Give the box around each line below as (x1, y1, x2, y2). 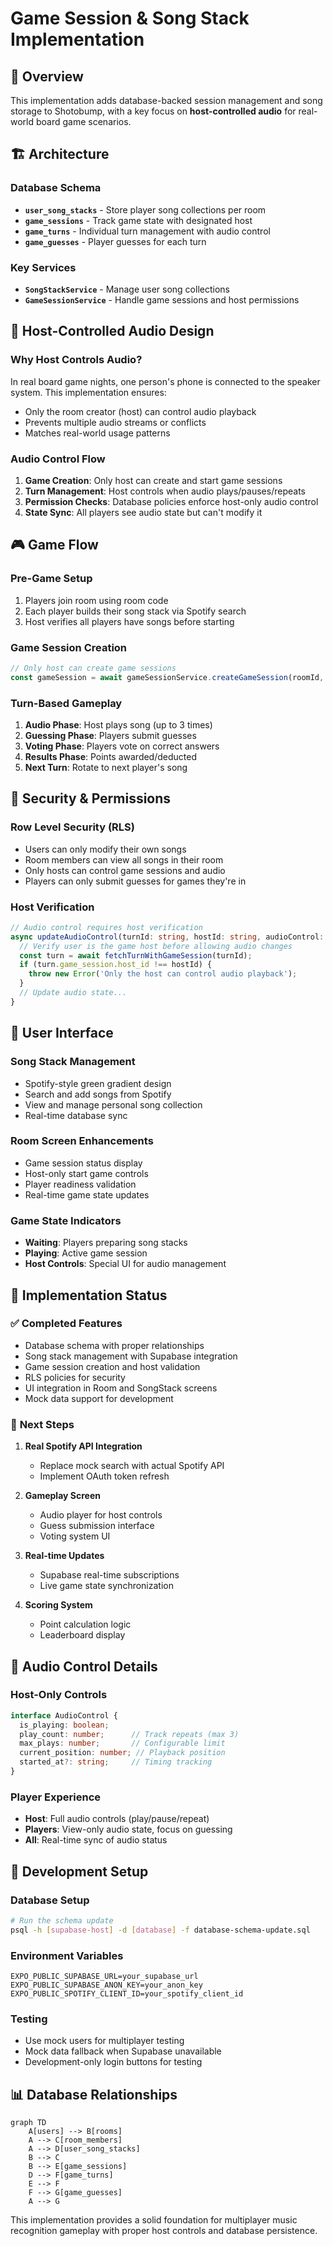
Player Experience (10, 1790, 102, 1804)
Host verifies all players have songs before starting (24, 615, 235, 627)
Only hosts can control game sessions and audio (24, 864, 226, 876)
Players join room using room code (24, 594, 169, 606)
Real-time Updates (24, 1550, 105, 1562)
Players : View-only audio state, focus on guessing (24, 1823, 233, 1836)
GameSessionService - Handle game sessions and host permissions (24, 293, 300, 306)
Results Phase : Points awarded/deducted (24, 751, 197, 762)
